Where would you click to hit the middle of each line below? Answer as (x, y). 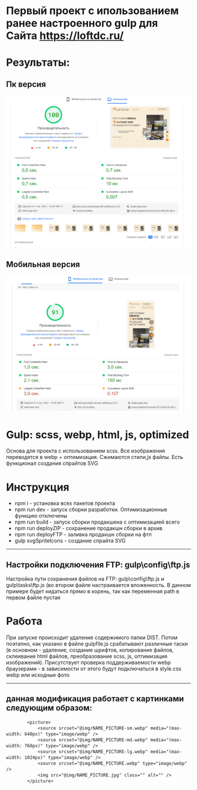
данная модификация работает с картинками (95, 699)
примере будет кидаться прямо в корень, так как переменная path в (93, 592)
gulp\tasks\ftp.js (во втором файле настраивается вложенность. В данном (98, 585)
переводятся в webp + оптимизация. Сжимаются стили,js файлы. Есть (95, 457)
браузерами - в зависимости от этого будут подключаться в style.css (94, 669)
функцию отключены (41, 516)
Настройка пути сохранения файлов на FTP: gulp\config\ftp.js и (85, 579)
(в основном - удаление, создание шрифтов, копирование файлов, (90, 650)
